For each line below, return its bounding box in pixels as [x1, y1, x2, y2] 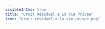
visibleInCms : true [5, 7, 46, 12]
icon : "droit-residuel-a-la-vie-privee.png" [5, 16, 100, 21]
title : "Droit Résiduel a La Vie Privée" [5, 12, 94, 17]
